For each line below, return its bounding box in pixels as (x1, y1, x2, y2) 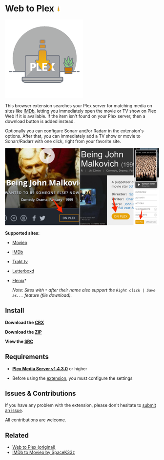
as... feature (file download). (12, 292, 72, 298)
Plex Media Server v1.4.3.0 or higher (12, 365, 87, 371)
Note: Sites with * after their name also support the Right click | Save (12, 287, 156, 293)
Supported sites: (5, 230, 40, 236)
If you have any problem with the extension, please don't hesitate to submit (5, 402, 156, 408)
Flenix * (12, 277, 27, 283)
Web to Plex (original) (12, 444, 56, 450)
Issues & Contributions (5, 389, 76, 397)
